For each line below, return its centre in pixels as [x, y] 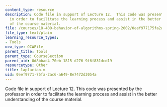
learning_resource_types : [32, 38]
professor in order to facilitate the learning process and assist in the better [81, 94]
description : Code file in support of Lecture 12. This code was [75, 14]
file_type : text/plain [29, 33]
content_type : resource [30, 10]
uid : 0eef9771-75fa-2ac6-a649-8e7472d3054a [51, 75]
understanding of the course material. [44, 99]
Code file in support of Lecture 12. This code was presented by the [74, 89]
